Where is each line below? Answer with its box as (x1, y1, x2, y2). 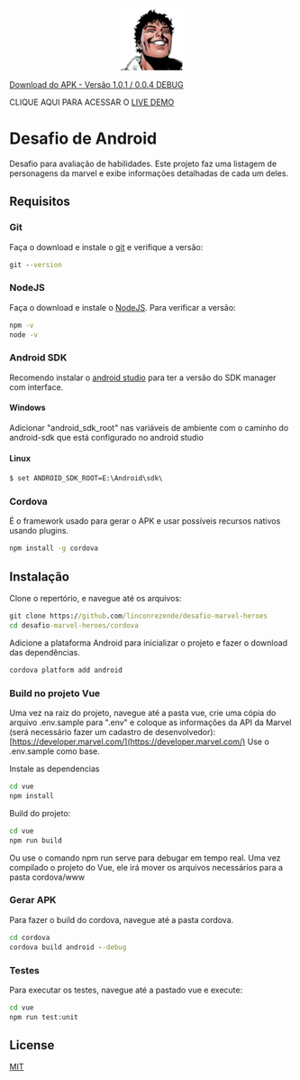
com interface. (9, 381, 64, 392)
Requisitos (9, 194, 70, 209)
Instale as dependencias (9, 763, 100, 775)
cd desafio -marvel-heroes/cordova (9, 620, 140, 630)
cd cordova (9, 933, 50, 942)
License (9, 1038, 55, 1053)
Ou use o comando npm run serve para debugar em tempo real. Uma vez (9, 852, 281, 863)
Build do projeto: (9, 807, 71, 818)
